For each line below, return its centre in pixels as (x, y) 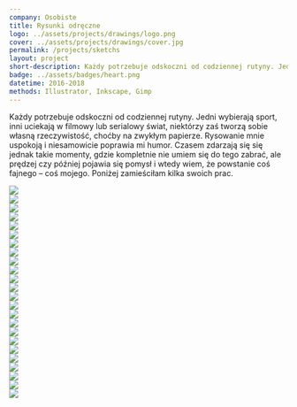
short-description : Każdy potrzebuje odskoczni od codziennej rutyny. (142, 67)
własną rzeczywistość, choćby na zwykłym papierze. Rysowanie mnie (137, 135)
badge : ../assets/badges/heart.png (75, 75)
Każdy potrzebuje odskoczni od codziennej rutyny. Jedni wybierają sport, (143, 117)
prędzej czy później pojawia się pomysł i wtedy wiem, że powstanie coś (140, 164)
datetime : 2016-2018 (47, 83)
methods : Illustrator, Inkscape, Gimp (80, 91)
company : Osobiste (43, 17)
